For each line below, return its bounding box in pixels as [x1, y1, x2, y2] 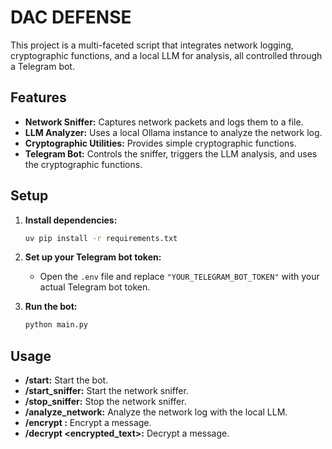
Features [10, 89, 67, 106]
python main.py [24, 320, 89, 330]
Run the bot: [24, 301, 78, 313]
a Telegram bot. [10, 60, 75, 72]
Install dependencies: [24, 214, 118, 226]
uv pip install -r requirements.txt [24, 233, 178, 243]
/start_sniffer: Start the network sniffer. [24, 385, 189, 397]
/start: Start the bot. [24, 374, 109, 386]
